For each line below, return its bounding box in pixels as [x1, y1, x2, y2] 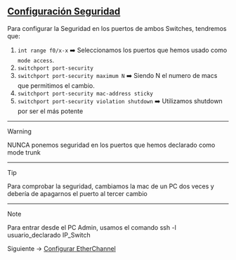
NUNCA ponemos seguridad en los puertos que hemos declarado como [7, 141, 216, 149]
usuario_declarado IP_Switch [7, 230, 91, 239]
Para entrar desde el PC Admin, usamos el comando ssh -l [7, 223, 177, 231]
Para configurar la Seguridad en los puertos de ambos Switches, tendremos [7, 24, 227, 32]
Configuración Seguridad [7, 6, 121, 18]
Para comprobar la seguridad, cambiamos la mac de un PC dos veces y [7, 182, 214, 190]
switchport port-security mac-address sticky [17, 90, 153, 97]
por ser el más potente [17, 107, 84, 115]
